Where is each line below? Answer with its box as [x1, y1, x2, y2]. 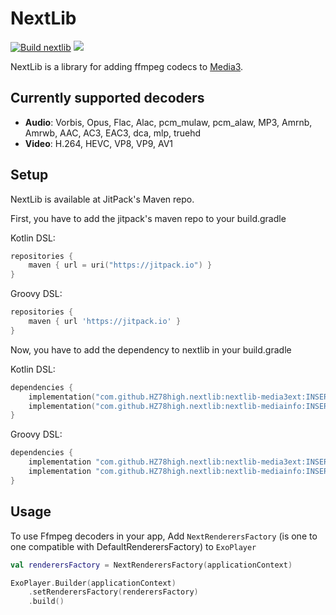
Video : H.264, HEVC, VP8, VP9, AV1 [24, 137, 174, 149]
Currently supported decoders [10, 90, 205, 107]
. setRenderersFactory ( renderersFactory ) [28, 587, 199, 597]
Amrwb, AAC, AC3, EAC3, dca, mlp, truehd [24, 127, 202, 139]
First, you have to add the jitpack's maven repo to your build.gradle [10, 212, 287, 224]
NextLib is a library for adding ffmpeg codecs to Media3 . [10, 60, 244, 72]
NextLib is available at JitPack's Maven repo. [10, 193, 195, 205]
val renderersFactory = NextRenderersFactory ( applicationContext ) [10, 560, 293, 570]
